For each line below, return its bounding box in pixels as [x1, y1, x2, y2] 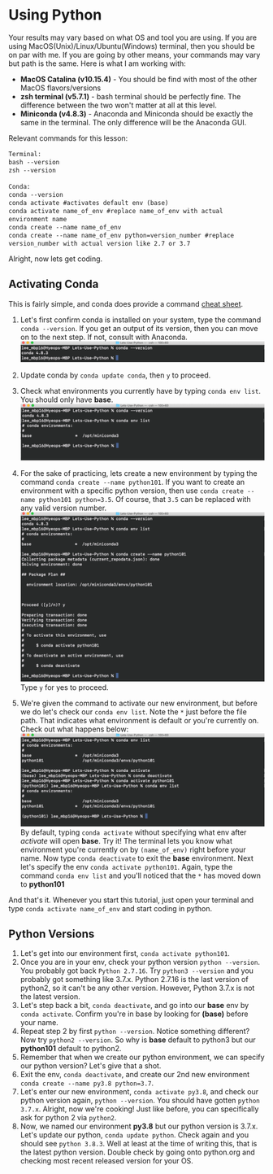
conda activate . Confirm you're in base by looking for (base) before [19, 1009, 249, 1019]
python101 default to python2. [19, 1044, 122, 1054]
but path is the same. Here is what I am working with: [8, 59, 187, 68]
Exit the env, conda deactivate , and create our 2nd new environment [19, 1070, 250, 1080]
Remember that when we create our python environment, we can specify [19, 1052, 266, 1063]
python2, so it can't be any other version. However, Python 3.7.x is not [19, 983, 255, 993]
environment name [8, 215, 67, 223]
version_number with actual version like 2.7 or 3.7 [8, 239, 191, 247]
